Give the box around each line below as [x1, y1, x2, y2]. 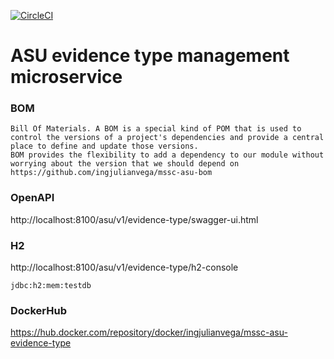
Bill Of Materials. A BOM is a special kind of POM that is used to [10, 124, 302, 134]
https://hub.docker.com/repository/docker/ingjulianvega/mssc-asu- [10, 326, 288, 339]
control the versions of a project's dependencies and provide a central [10, 133, 325, 143]
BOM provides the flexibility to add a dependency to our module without [10, 150, 325, 160]
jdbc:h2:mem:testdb [10, 281, 92, 291]
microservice [10, 66, 123, 89]
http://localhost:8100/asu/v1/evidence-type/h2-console [10, 261, 239, 274]
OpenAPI [10, 191, 55, 205]
